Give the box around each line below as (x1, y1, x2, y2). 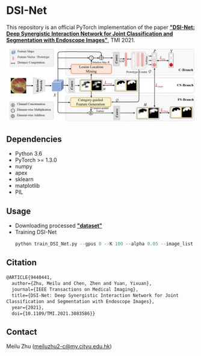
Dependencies (6, 134, 62, 144)
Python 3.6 (14, 150, 42, 157)
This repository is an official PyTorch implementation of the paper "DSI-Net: (6, 24, 195, 31)
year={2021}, (11, 304, 45, 311)
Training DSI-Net (14, 228, 57, 235)
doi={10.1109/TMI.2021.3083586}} (11, 310, 96, 317)
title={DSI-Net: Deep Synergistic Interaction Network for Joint (11, 292, 179, 299)
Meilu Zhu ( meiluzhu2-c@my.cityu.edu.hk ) (6, 343, 113, 350)
